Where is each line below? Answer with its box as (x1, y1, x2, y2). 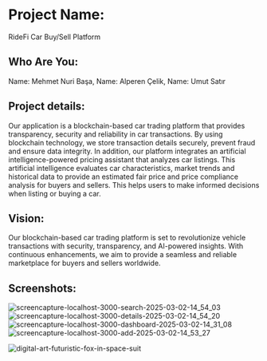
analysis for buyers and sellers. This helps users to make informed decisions (8, 180, 260, 189)
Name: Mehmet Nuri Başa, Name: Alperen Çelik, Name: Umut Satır (8, 76, 226, 85)
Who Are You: (8, 55, 78, 69)
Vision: (8, 212, 45, 225)
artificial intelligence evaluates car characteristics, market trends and (8, 163, 235, 173)
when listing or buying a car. (8, 188, 101, 198)
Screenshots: (8, 281, 77, 295)
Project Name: (8, 6, 105, 24)
